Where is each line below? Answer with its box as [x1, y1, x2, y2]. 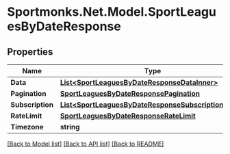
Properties [7, 46, 53, 57]
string [60, 123, 80, 131]
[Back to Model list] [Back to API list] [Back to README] [7, 140, 164, 148]
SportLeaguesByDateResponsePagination [60, 89, 201, 98]
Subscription [10, 100, 53, 110]
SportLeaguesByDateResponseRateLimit [60, 111, 196, 120]
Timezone [10, 123, 44, 131]
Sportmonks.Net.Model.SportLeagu [7, 4, 217, 20]
